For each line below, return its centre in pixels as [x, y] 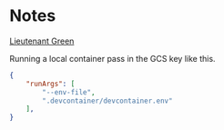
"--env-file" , [69, 92]
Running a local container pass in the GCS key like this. [112, 58]
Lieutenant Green [42, 41]
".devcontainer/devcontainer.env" [107, 101]
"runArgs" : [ [51, 84]
